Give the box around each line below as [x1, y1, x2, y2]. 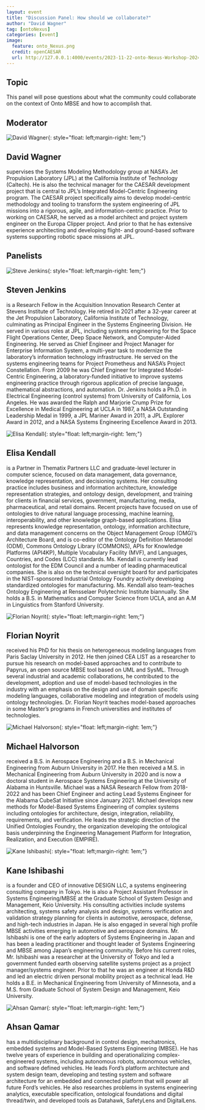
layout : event [6, 9, 43, 15]
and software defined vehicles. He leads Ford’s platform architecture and [6, 1064, 190, 1071]
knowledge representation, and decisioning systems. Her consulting [6, 477, 178, 485]
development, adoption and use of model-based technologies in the [6, 679, 177, 687]
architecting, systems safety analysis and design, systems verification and [6, 907, 193, 915]
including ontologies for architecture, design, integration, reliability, [6, 810, 175, 817]
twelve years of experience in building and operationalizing [6, 1051, 155, 1059]
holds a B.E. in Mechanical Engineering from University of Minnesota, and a [6, 979, 196, 986]
